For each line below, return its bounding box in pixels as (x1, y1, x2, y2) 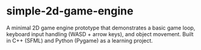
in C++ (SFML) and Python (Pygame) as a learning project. (6, 37, 153, 44)
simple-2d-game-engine (6, 4, 134, 18)
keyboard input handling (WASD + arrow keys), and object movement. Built (6, 30, 194, 37)
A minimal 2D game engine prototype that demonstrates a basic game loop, (6, 24, 196, 31)
